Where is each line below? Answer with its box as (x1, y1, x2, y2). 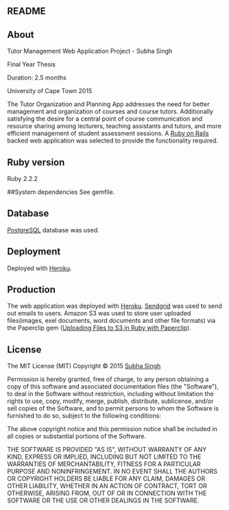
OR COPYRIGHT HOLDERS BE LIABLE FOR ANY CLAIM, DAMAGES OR (7, 474, 206, 483)
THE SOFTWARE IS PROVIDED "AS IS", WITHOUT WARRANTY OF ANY (7, 446, 207, 454)
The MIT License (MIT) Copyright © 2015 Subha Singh (7, 362, 161, 370)
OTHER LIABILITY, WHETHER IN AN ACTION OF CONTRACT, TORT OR (7, 482, 207, 490)
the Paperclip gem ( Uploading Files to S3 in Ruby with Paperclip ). (7, 324, 191, 332)
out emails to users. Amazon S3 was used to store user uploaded (7, 309, 191, 317)
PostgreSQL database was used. (7, 226, 99, 234)
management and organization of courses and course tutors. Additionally (7, 108, 214, 116)
